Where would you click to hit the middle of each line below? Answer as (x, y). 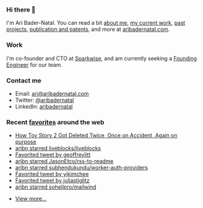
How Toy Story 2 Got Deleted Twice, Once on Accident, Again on (96, 135)
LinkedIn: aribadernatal (44, 106)
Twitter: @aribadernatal (45, 100)
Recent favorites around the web (55, 122)
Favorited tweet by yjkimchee (52, 174)
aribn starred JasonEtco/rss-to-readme (64, 161)
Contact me (24, 80)
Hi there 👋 (21, 10)
